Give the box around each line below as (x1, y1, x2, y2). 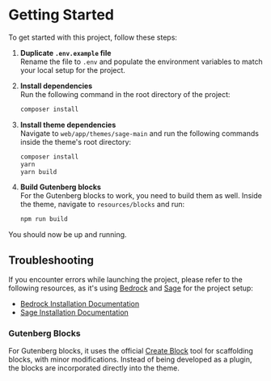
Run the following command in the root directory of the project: (19, 89, 231, 99)
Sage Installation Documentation (19, 307, 129, 317)
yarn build (19, 167, 57, 176)
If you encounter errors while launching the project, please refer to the (8, 275, 243, 285)
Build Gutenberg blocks (19, 182, 101, 192)
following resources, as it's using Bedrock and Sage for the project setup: (8, 283, 253, 293)
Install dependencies (19, 81, 93, 91)
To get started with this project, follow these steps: (8, 32, 178, 42)
